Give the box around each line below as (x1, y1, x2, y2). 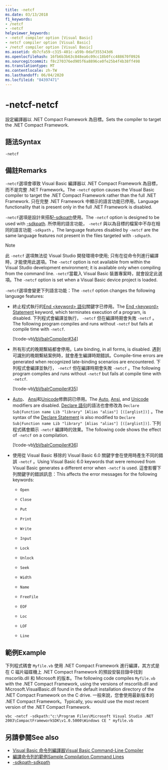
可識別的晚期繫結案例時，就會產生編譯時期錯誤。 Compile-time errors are (12, 353, 163, 359)
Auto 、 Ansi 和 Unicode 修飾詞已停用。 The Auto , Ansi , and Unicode (12, 396, 149, 402)
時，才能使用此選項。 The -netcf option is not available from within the (5, 259, 150, 265)
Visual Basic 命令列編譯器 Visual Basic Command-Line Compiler (12, 747, 144, 753)
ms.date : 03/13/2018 (5, 12, 49, 17)
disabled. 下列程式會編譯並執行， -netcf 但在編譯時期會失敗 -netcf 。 (12, 315, 157, 321)
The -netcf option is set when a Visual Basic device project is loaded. (14, 277, 158, 283)
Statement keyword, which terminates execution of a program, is (12, 309, 146, 315)
